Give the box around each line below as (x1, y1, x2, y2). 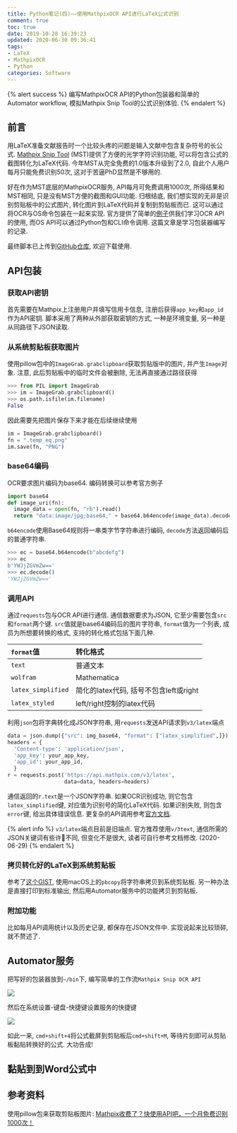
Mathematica (75, 672, 119, 682)
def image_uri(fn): (7, 499, 65, 506)
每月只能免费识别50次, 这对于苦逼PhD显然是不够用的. (7, 168, 162, 177)
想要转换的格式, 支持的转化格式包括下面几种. (25, 628, 155, 637)
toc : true (7, 23, 37, 30)
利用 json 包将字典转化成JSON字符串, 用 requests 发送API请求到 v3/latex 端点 (7, 718, 224, 727)
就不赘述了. (7, 932, 41, 941)
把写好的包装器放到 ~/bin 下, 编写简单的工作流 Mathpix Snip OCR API (7, 975, 201, 983)
